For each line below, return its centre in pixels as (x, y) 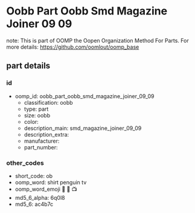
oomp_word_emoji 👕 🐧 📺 (46, 189)
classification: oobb (49, 102)
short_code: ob (34, 176)
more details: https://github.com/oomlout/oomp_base (73, 47)
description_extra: (46, 134)
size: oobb (37, 115)
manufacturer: (42, 141)
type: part (36, 109)
